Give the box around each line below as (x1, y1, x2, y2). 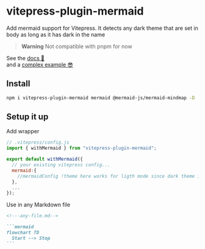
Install (6, 79, 31, 89)
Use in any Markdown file (6, 201, 71, 208)
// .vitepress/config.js (6, 139, 70, 146)
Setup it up (6, 111, 49, 122)
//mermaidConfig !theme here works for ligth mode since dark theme (17, 173, 195, 179)
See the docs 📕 (6, 54, 45, 61)
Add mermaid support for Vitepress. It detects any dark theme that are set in (6, 24, 198, 32)
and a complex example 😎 (6, 61, 73, 68)
